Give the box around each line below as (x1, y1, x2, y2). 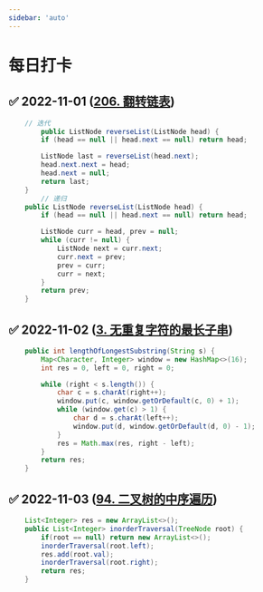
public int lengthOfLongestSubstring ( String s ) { (24, 346, 216, 355)
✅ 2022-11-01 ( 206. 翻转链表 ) (8, 94, 175, 110)
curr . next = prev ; (56, 252, 127, 261)
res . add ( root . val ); (41, 549, 115, 558)
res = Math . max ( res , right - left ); (56, 439, 195, 448)
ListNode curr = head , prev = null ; (41, 228, 179, 237)
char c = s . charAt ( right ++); (56, 388, 167, 397)
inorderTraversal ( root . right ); (41, 558, 159, 568)
